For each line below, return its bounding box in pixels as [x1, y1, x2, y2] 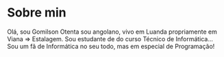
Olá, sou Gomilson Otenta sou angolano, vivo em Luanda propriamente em [7, 27, 217, 36]
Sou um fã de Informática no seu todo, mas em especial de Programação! [7, 42, 215, 50]
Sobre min [7, 5, 66, 21]
